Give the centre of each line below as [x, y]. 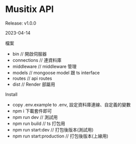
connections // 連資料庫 [37, 60]
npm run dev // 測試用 [35, 117]
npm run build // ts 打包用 [39, 123]
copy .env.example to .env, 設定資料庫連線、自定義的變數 [72, 104]
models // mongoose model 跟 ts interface [56, 73]
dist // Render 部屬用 [34, 84]
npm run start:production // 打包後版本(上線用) [60, 136]
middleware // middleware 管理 [44, 66]
